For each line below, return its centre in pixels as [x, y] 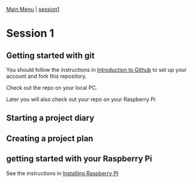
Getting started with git [50, 55]
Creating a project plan [50, 138]
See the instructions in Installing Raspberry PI [62, 173]
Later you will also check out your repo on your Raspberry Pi [81, 99]
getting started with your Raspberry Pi [79, 159]
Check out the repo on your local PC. [52, 88]
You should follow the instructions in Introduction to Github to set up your [96, 70]
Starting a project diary [50, 118]
